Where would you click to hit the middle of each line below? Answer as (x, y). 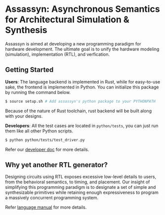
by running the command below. (38, 92)
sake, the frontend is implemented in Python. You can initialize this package (82, 87)
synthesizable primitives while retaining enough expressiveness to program (82, 193)
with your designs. (24, 116)
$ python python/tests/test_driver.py (45, 140)
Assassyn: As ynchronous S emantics (82, 9)
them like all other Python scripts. (39, 131)
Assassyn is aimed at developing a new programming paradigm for (73, 43)
